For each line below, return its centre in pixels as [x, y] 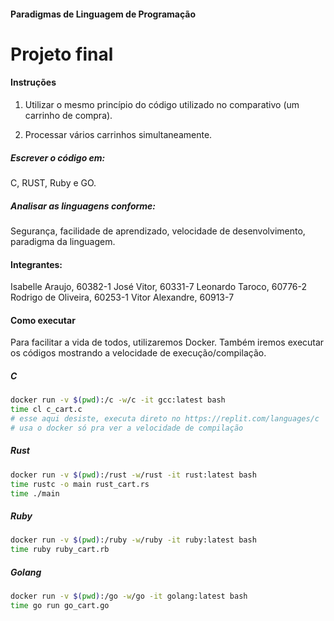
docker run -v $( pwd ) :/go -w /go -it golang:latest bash [129, 596]
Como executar [43, 320]
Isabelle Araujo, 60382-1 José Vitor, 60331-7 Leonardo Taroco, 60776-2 [159, 287]
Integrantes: [36, 264]
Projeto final [62, 54]
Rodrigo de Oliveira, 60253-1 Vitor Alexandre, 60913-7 [122, 297]
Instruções [33, 82]
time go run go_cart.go [60, 605]
